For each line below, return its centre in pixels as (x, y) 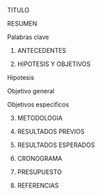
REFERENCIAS (38, 185)
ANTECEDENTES (42, 50)
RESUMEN (22, 23)
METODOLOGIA (40, 118)
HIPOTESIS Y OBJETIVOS (54, 64)
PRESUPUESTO (40, 172)
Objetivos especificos (38, 104)
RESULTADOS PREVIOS (51, 131)
